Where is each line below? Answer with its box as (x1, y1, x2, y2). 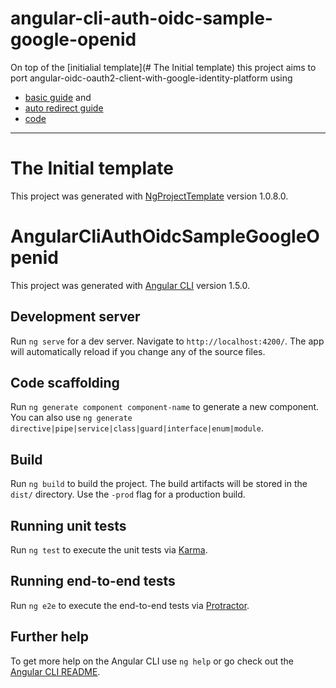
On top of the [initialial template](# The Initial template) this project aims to (10, 61, 317, 73)
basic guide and (24, 91, 92, 103)
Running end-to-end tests (10, 573, 176, 590)
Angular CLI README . (10, 665, 101, 677)
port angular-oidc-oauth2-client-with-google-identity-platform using (10, 72, 293, 84)
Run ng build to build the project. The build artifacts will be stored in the (10, 478, 308, 490)
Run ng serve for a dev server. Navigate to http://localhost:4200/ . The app (10, 335, 325, 347)
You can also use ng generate (10, 412, 133, 424)
